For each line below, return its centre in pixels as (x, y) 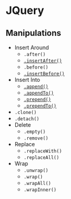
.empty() (35, 132)
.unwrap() (36, 170)
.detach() (27, 119)
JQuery (25, 11)
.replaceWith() (42, 151)
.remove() (36, 138)
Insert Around (32, 47)
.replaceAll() (41, 158)
